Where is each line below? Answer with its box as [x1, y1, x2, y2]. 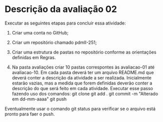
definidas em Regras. [11, 54, 56, 60]
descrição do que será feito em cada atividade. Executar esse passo [11, 85, 153, 91]
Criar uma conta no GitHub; [11, 29, 68, 35]
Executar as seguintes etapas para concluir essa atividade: [4, 20, 126, 26]
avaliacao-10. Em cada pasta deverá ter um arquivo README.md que [11, 69, 154, 75]
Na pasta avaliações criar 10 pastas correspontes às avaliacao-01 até [11, 64, 155, 70]
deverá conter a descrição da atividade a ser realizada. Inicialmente [11, 74, 152, 80]
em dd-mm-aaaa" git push [11, 96, 67, 102]
